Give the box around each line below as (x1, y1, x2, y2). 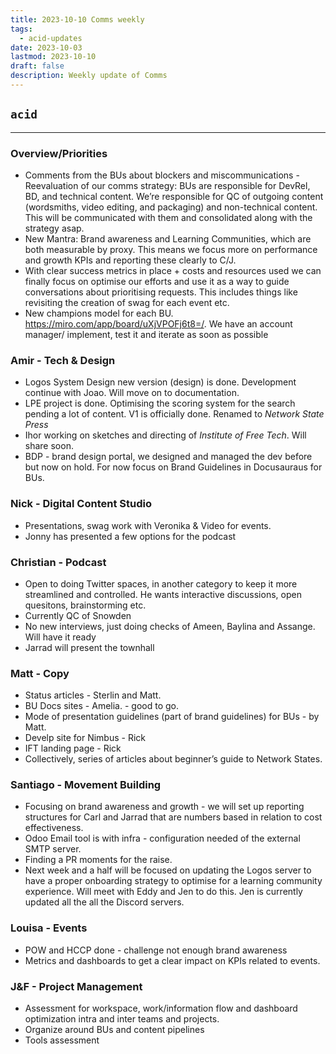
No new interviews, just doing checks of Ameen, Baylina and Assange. (24, 620, 316, 632)
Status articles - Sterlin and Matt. (24, 689, 162, 701)
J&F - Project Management (10, 979, 143, 993)
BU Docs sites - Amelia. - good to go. (24, 700, 179, 712)
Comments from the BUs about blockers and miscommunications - (24, 169, 300, 181)
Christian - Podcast (10, 555, 107, 569)
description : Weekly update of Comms (10, 71, 168, 81)
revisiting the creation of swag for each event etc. (24, 296, 230, 308)
